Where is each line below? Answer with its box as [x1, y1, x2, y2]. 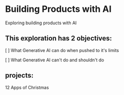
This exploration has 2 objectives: [5, 34, 113, 43]
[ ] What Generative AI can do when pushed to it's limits [5, 47, 119, 53]
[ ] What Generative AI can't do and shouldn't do [5, 57, 104, 63]
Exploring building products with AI [5, 20, 77, 26]
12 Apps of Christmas [5, 84, 49, 90]
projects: [5, 71, 34, 80]
